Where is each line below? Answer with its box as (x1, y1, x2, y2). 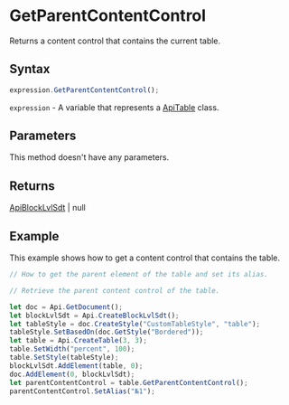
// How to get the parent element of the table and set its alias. (9, 270, 269, 279)
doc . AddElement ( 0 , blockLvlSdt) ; (9, 370, 135, 379)
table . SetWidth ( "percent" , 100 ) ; (9, 344, 135, 353)
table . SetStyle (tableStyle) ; (9, 353, 119, 363)
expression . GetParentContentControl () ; (9, 85, 160, 95)
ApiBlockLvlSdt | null (9, 202, 86, 213)
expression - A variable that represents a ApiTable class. (9, 101, 219, 113)
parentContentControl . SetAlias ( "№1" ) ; (9, 386, 155, 396)
